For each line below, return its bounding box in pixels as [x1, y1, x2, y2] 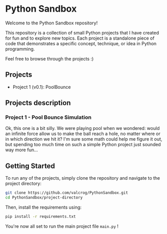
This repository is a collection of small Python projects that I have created [5, 29, 159, 36]
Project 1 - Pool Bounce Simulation [5, 114, 92, 121]
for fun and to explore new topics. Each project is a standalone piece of [5, 35, 155, 41]
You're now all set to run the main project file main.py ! [5, 223, 119, 229]
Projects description [5, 98, 71, 107]
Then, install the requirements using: [5, 204, 82, 210]
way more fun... [5, 147, 38, 153]
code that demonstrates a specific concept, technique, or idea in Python [5, 40, 157, 46]
